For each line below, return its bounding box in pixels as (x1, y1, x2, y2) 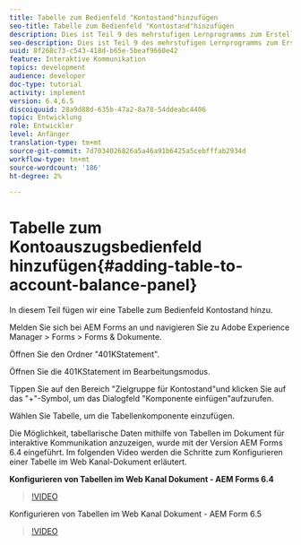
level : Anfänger (9, 130, 70, 139)
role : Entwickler (9, 122, 74, 131)
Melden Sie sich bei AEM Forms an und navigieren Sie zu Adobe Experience (9, 322, 290, 333)
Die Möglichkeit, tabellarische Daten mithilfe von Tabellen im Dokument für (9, 428, 285, 439)
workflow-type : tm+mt (9, 154, 90, 164)
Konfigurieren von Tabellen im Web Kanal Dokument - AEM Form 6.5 (9, 508, 262, 520)
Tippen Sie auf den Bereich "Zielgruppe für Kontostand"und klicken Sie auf (9, 384, 287, 394)
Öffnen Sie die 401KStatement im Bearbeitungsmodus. (9, 367, 211, 377)
